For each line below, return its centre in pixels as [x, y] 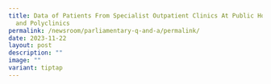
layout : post [30, 46]
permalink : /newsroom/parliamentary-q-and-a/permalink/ [104, 30]
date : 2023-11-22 [38, 38]
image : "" [25, 61]
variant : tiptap [35, 68]
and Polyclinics [43, 23]
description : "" [35, 53]
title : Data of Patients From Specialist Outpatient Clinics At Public [131, 16]
